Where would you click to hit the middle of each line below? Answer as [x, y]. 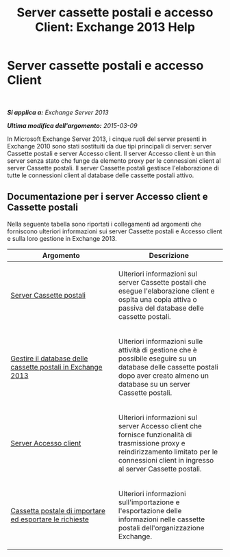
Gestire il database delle [49, 359]
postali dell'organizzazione [162, 528]
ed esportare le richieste [50, 519]
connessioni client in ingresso [166, 460]
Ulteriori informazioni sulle [161, 341]
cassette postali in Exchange [56, 367]
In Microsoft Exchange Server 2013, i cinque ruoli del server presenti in [107, 139]
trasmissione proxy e [152, 443]
